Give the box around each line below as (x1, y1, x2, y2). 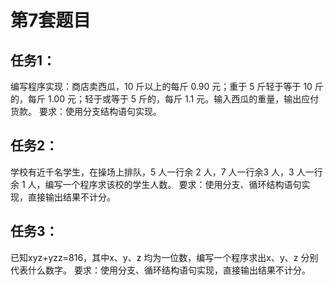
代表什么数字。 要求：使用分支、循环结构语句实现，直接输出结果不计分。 (10, 264, 311, 276)
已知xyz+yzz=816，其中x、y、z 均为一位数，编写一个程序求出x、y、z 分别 (10, 251, 319, 263)
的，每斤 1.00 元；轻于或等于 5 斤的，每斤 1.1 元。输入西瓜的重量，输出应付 (10, 93, 320, 105)
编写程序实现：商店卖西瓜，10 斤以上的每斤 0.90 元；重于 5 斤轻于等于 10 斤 (10, 81, 324, 92)
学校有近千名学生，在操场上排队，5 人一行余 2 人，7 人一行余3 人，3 (10, 166, 295, 178)
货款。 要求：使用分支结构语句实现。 (10, 106, 162, 117)
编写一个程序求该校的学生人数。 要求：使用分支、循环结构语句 (44, 178, 302, 190)
